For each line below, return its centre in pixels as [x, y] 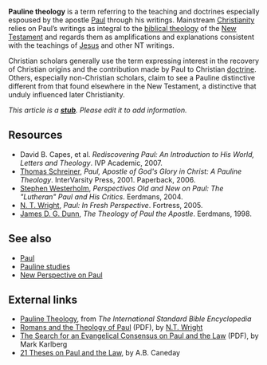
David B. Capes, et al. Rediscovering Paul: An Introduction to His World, [137, 154]
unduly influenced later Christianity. [67, 94]
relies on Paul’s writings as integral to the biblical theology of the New [122, 28]
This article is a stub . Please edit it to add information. [98, 110]
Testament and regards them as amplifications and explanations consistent [132, 37]
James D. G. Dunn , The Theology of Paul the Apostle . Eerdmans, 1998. [136, 214]
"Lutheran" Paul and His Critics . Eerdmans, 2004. [101, 196]
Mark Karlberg [43, 344]
